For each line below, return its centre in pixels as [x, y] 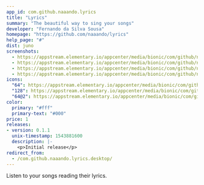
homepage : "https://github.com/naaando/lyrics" [68, 35]
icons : [15, 79]
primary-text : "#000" [39, 113]
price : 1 [17, 119]
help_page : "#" [25, 40]
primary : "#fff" [32, 108]
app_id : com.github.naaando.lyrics [51, 12]
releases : [19, 125]
